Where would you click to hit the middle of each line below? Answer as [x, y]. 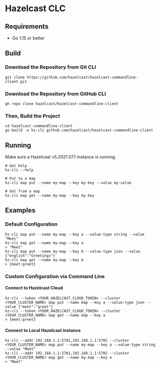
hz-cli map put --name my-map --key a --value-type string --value [75, 234]
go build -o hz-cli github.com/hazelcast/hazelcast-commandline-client [79, 130]
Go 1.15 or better [28, 38]
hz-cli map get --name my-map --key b [44, 260]
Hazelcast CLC [35, 9]
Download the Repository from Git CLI [51, 67]
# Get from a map [23, 192]
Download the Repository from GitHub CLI [55, 94]
